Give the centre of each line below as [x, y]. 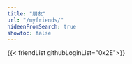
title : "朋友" [27, 14]
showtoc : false [29, 33]
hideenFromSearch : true [42, 26]
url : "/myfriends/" [36, 20]
